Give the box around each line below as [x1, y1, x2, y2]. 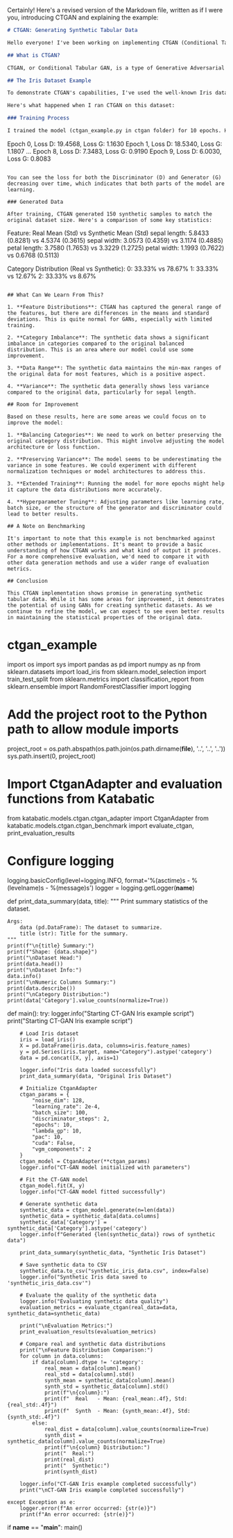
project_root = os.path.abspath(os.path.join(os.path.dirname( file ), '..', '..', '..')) [7, 744, 226, 753]
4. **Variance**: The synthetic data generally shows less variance [7, 383, 209, 390]
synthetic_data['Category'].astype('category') [7, 1224, 148, 1232]
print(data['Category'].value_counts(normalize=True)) [7, 997, 169, 1004]
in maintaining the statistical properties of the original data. [7, 614, 203, 621]
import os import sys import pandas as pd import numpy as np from [7, 660, 201, 668]
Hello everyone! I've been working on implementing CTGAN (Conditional [7, 39, 218, 46]
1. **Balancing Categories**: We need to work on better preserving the [7, 431, 222, 438]
